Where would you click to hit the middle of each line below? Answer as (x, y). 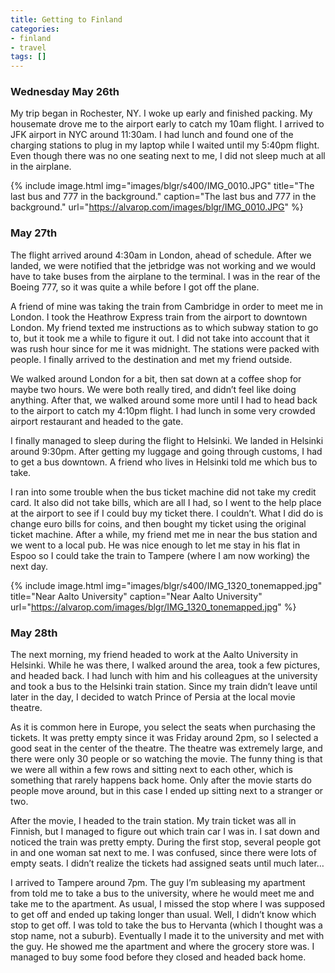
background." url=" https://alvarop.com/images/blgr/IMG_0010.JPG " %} (157, 207)
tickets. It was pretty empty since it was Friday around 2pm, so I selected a (164, 738)
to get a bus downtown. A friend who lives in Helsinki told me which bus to (164, 462)
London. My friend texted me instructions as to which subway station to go (164, 327)
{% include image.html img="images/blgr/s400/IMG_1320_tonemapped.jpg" (166, 585)
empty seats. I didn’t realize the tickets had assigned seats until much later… (167, 863)
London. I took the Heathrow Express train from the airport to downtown (159, 317)
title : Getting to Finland (66, 19)
